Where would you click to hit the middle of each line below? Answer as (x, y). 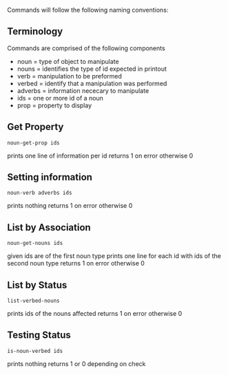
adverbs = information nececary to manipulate (83, 90)
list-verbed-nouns (33, 301)
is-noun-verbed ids (35, 351)
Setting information (50, 177)
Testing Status (39, 335)
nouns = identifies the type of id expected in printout (92, 69)
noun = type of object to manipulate (68, 61)
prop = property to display (54, 105)
